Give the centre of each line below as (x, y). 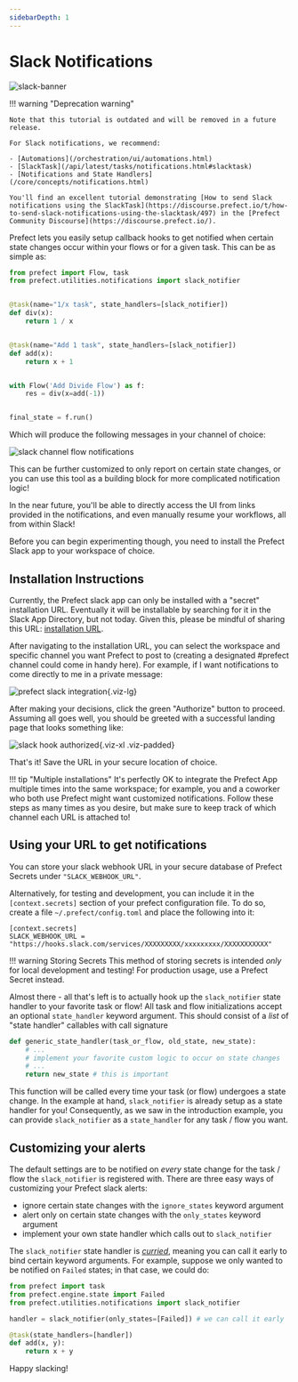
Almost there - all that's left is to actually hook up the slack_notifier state (145, 997)
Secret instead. (37, 979)
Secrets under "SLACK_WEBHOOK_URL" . (75, 876)
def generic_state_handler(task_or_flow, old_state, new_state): (133, 1041)
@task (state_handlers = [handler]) (71, 1335)
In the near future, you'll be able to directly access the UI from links (133, 505)
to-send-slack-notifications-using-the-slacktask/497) (113, 213)
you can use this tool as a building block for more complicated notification (145, 479)
